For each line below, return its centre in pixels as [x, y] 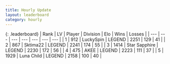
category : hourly [24, 19]
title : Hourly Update [28, 10]
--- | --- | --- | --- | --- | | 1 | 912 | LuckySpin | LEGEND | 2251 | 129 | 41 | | [88, 39]
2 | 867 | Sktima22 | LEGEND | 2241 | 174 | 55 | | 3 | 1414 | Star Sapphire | [82, 45]
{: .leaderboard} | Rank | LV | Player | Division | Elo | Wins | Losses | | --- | [82, 34]
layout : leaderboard [27, 15]
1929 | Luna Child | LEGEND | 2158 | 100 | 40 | [54, 56]
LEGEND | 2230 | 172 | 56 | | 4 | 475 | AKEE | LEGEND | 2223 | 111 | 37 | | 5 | [84, 50]
